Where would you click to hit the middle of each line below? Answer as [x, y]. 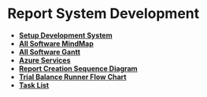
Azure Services [45, 60]
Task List [34, 85]
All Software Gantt [49, 52]
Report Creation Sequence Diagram [78, 68]
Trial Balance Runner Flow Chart [72, 77]
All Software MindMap [56, 43]
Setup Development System [65, 35]
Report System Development [103, 14]
